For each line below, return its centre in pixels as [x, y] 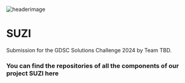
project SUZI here [33, 73]
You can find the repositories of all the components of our [93, 66]
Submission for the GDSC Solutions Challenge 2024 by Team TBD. [89, 50]
